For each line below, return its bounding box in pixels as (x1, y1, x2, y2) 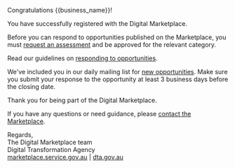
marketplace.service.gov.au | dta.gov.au (7, 153, 124, 161)
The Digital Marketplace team (7, 138, 93, 146)
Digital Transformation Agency (7, 146, 95, 153)
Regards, (7, 131, 34, 139)
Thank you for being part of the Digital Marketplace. (7, 96, 158, 104)
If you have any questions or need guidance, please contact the (7, 110, 192, 118)
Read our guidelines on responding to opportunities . (7, 54, 158, 62)
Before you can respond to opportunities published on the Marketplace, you (7, 33, 227, 41)
